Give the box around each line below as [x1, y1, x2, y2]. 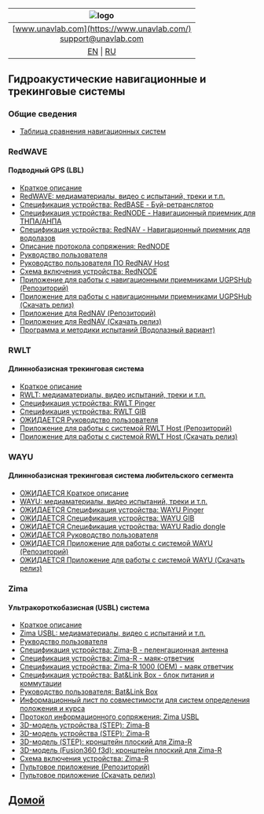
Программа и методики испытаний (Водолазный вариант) [19, 325, 216, 334]
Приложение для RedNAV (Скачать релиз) [19, 316, 163, 326]
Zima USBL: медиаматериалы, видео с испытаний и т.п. [19, 628, 206, 638]
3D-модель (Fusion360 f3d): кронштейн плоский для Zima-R [19, 746, 222, 755]
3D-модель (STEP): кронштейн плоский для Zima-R [19, 737, 192, 746]
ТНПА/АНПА [19, 216, 62, 226]
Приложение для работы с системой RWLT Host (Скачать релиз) [19, 432, 238, 441]
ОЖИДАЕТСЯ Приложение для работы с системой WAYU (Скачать [19, 555, 245, 565]
